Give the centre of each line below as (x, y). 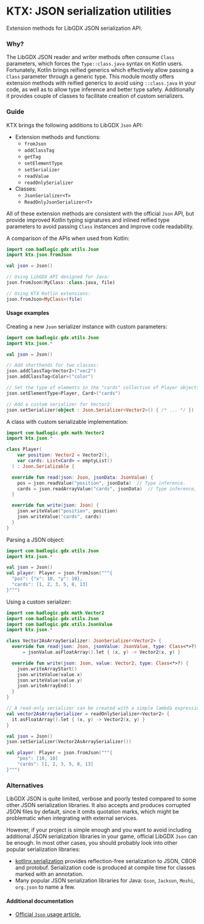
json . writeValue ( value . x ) (50, 674)
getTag (32, 157)
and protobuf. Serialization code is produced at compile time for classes (105, 868)
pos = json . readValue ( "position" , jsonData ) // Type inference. (102, 483)
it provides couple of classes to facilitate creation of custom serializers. (95, 96)
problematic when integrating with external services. (72, 818)
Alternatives (25, 785)
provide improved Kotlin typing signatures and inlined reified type (88, 220)
